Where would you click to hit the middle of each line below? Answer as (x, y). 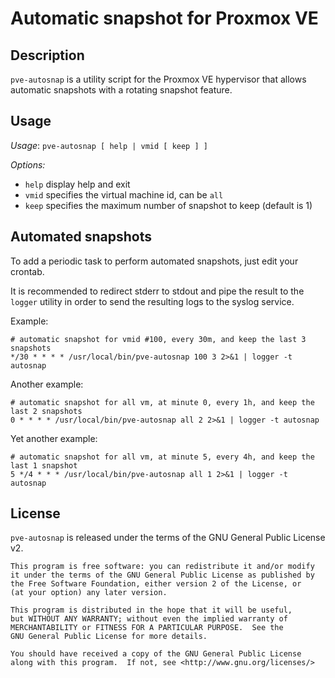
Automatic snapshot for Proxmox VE (164, 18)
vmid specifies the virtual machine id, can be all (124, 194)
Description (47, 55)
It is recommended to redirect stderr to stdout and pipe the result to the (157, 291)
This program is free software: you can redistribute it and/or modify (162, 567)
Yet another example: (54, 438)
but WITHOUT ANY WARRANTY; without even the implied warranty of (149, 619)
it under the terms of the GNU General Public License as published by (162, 575)
